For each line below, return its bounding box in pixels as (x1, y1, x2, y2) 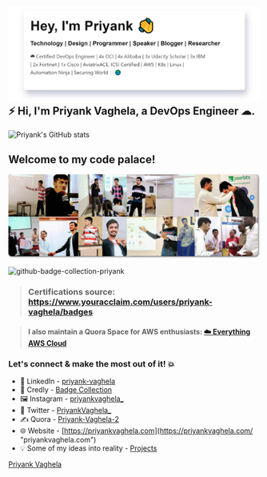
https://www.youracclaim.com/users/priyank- (27, 296, 213, 307)
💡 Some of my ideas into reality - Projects (19, 443, 157, 453)
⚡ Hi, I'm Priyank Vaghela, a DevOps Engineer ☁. (8, 104, 256, 118)
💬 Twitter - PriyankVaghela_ (19, 405, 112, 415)
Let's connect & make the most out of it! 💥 (8, 358, 175, 369)
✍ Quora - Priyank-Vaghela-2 (19, 414, 120, 423)
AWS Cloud (27, 338, 67, 347)
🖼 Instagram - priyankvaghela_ (19, 394, 124, 403)
